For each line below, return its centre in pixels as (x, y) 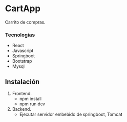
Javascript (23, 51)
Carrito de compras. (25, 22)
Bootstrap (22, 61)
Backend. (22, 109)
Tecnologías (20, 35)
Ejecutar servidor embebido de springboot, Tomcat (71, 114)
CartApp (23, 9)
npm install (30, 99)
